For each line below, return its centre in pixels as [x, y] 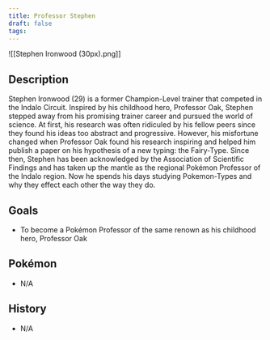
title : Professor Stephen [52, 16]
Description [38, 79]
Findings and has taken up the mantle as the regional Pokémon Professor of [135, 168]
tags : [17, 31]
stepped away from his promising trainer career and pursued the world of [131, 116]
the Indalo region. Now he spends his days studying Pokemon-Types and [130, 176]
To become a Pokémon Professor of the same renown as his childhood [138, 230]
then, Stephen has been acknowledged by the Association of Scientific [127, 159]
